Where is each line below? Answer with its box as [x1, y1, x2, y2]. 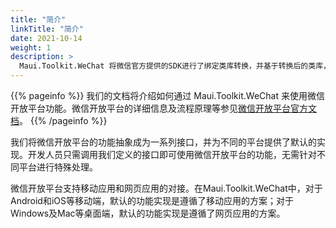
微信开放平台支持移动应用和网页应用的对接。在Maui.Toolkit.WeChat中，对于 [10, 182, 323, 194]
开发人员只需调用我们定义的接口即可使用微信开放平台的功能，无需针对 [27, 149, 317, 160]
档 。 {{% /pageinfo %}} [10, 115, 108, 126]
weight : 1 [10, 42, 52, 53]
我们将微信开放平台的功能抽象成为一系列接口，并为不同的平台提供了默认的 [10, 136, 317, 148]
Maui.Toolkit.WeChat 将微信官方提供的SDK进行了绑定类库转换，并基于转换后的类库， [19, 61, 331, 71]
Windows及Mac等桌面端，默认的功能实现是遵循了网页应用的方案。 [10, 207, 286, 219]
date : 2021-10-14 [10, 33, 83, 43]
